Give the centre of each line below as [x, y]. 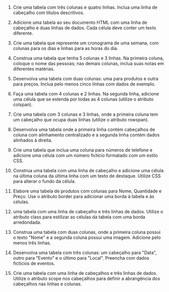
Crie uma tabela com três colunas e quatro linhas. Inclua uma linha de [85, 7]
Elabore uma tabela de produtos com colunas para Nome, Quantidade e [87, 191]
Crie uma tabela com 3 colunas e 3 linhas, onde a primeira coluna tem [86, 114]
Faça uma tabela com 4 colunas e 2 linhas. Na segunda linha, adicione [86, 94]
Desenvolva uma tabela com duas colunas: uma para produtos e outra [86, 79]
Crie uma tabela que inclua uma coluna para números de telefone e [83, 150]
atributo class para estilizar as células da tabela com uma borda [79, 217]
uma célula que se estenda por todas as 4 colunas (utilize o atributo [83, 99]
